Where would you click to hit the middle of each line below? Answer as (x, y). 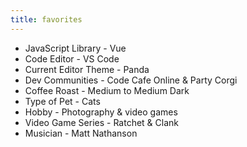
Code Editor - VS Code (72, 58)
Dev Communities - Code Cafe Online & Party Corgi (131, 80)
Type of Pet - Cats (62, 101)
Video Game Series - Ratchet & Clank (101, 122)
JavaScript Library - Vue (75, 48)
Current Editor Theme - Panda (87, 69)
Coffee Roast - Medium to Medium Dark (107, 90)
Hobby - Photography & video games (101, 112)
